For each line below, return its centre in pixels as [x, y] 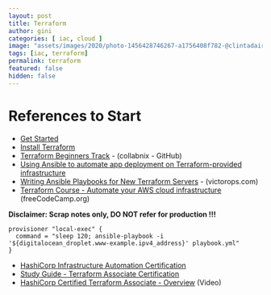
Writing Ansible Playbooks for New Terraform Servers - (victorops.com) [139, 181]
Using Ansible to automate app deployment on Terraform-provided [131, 164]
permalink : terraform [45, 61]
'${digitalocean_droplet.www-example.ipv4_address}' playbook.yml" [124, 243]
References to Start [75, 116]
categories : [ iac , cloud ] [56, 38]
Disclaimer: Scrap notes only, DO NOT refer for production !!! [112, 214]
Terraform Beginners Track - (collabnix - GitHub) [101, 155]
